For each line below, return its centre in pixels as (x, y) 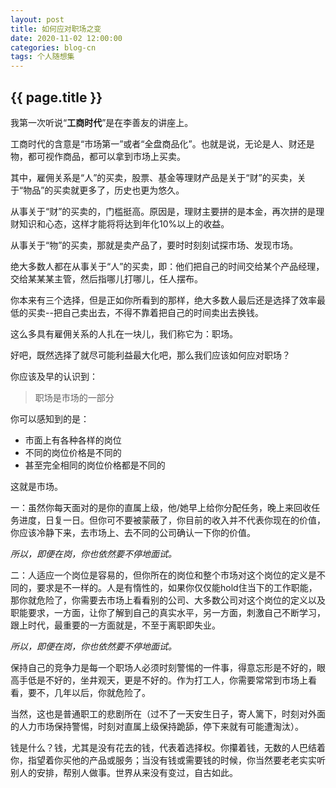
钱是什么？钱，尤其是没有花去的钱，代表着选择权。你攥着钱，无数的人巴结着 (168, 747)
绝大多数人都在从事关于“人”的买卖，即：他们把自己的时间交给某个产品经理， (167, 266)
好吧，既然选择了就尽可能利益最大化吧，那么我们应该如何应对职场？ (150, 355)
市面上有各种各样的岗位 (73, 440)
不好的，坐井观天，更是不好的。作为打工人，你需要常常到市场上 (176, 680)
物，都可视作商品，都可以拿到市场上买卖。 (98, 156)
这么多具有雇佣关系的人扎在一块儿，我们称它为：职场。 (124, 333)
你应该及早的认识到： (54, 376)
